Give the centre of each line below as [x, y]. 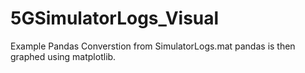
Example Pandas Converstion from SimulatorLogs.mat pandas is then [153, 46]
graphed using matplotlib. [63, 56]
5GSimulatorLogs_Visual [115, 18]
